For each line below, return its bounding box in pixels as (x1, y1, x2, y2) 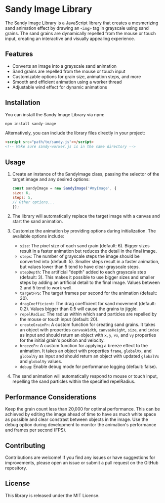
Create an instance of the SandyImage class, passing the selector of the (12, 171, 160, 177)
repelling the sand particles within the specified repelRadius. (12, 378, 136, 384)
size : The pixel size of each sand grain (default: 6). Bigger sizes (19, 243, 150, 249)
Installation (5, 98, 41, 107)
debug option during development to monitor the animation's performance (5, 422, 157, 428)
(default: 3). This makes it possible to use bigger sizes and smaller (19, 274, 155, 280)
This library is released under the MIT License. (5, 492, 100, 498)
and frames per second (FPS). (5, 427, 67, 433)
